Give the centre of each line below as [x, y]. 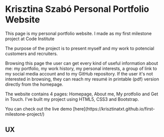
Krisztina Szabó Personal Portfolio [77, 9]
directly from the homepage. [34, 84]
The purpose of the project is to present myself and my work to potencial [80, 48]
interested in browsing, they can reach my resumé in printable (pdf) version [82, 79]
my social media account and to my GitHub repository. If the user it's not [79, 73]
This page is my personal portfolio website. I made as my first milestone [79, 33]
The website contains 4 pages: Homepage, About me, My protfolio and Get [82, 94]
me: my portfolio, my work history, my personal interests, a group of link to [81, 68]
